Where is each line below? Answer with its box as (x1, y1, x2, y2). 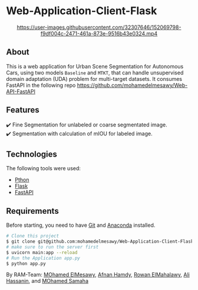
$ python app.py (6, 260, 46, 266)
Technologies (6, 149, 58, 159)
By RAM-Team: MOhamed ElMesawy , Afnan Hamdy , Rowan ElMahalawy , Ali (6, 271, 190, 278)
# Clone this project (6, 233, 60, 239)
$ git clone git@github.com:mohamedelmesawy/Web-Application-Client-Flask (6, 239, 194, 245)
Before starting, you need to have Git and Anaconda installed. (6, 221, 156, 229)
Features (6, 105, 39, 115)
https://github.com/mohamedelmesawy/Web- (77, 82, 188, 89)
